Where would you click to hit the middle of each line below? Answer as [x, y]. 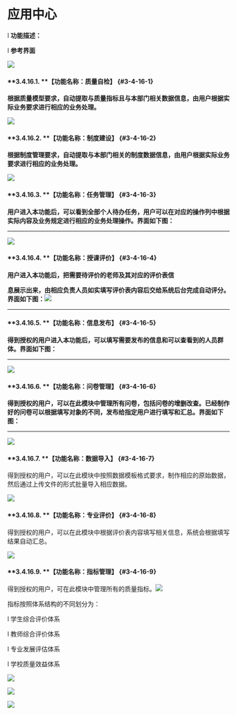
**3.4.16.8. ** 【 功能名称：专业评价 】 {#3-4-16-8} [82, 515]
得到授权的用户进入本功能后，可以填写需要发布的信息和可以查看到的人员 [112, 339]
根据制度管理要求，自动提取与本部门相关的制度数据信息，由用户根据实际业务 [119, 155]
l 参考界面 [22, 50]
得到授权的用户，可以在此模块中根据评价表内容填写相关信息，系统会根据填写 [119, 532]
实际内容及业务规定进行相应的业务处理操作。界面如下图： [91, 221]
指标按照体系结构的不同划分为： [54, 604]
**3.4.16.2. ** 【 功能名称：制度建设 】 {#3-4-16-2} [82, 138]
